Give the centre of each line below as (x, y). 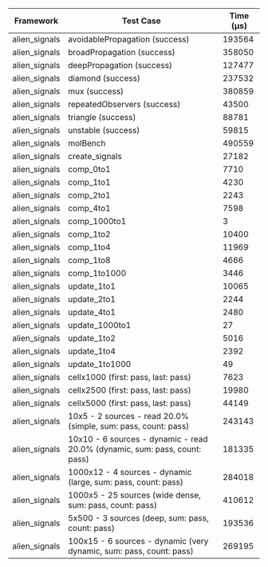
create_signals (95, 156)
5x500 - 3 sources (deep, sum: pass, (138, 518)
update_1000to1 (99, 325)
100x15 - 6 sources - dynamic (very (138, 541)
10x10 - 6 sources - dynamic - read (138, 439)
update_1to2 (91, 338)
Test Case (141, 21)
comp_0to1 (89, 169)
